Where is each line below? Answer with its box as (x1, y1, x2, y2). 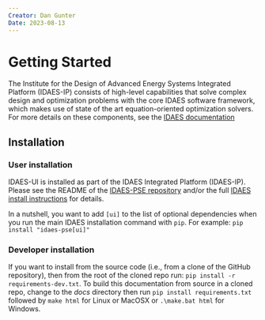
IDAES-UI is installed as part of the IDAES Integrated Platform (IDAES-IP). (8, 177, 246, 186)
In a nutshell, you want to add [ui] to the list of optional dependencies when (8, 209, 257, 219)
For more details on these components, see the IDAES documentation (8, 112, 235, 122)
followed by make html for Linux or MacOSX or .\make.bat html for (8, 296, 225, 305)
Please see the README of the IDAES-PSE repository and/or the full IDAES (8, 186, 252, 195)
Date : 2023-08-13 (8, 19, 66, 27)
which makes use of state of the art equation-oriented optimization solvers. (8, 104, 254, 114)
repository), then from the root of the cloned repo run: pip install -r (8, 270, 236, 280)
